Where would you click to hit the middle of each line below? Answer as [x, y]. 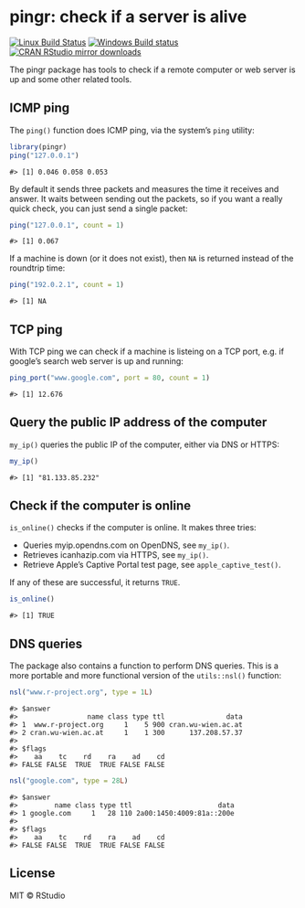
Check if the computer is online [100, 506]
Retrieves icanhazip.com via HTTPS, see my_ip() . [116, 555]
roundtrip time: [37, 268]
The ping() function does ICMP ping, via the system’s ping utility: [132, 130]
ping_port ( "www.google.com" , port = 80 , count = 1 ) [110, 378]
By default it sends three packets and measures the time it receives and [144, 188]
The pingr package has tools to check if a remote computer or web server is [152, 69]
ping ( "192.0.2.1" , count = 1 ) [67, 285]
